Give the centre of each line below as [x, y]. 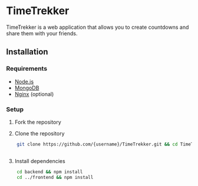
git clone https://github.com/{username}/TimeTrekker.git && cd [97, 144]
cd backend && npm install [50, 172]
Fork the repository [38, 122]
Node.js [24, 81]
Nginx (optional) [34, 94]
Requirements [27, 69]
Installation [27, 52]
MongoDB [27, 88]
